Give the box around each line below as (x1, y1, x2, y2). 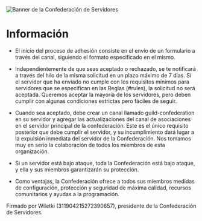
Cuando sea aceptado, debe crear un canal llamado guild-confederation (14, 109, 195, 116)
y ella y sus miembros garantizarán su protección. (14, 166, 139, 173)
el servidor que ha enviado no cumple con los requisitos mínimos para (14, 78, 190, 85)
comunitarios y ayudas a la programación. (14, 190, 119, 197)
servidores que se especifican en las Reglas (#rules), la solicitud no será (14, 84, 195, 91)
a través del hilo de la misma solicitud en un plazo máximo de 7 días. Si (14, 71, 192, 79)
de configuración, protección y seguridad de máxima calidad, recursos (14, 184, 191, 191)
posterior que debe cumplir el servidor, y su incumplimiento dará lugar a (14, 128, 195, 136)
